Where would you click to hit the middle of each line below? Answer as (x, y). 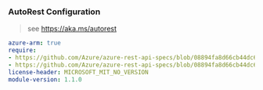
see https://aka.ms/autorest (72, 29)
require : (22, 50)
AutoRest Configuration (54, 12)
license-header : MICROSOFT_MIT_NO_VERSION (78, 72)
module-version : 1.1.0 (45, 79)
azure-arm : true (34, 43)
